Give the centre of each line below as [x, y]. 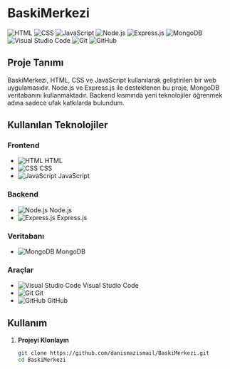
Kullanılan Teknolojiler [58, 125]
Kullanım [27, 323]
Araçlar [21, 270]
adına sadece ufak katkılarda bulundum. [66, 103]
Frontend [23, 145]
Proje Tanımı [36, 63]
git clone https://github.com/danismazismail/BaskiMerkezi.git [114, 353]
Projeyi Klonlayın [43, 341]
